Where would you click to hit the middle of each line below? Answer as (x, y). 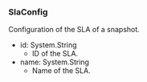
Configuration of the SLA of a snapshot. (74, 30)
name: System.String (55, 62)
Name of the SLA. (61, 71)
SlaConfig (28, 12)
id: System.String (49, 45)
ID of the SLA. (55, 54)
